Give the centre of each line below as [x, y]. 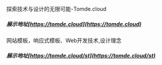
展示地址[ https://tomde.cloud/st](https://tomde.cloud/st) [81, 55]
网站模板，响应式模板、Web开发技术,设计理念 [64, 40]
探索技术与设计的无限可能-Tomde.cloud [56, 9]
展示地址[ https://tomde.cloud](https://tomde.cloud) [74, 24]
